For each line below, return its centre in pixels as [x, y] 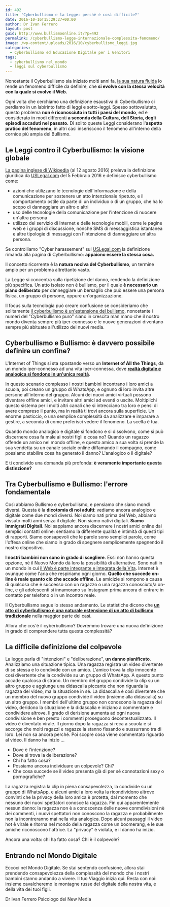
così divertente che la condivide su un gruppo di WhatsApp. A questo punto [84, 675]
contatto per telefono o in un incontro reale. [51, 595]
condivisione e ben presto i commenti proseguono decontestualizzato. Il [81, 718]
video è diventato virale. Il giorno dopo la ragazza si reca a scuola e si [78, 724]
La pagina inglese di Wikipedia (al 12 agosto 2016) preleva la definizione [80, 170]
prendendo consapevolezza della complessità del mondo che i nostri [77, 873]
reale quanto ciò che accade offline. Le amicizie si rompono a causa [90, 579]
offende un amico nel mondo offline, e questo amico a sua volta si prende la [84, 442]
